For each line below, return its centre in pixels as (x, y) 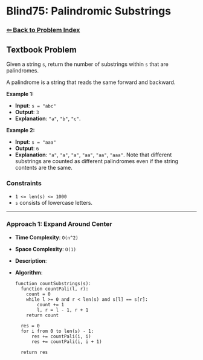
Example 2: (21, 130)
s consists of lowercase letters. (53, 203)
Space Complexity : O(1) (46, 249)
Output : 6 (27, 148)
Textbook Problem (41, 50)
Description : (31, 260)
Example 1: (20, 94)
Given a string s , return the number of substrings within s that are (88, 64)
